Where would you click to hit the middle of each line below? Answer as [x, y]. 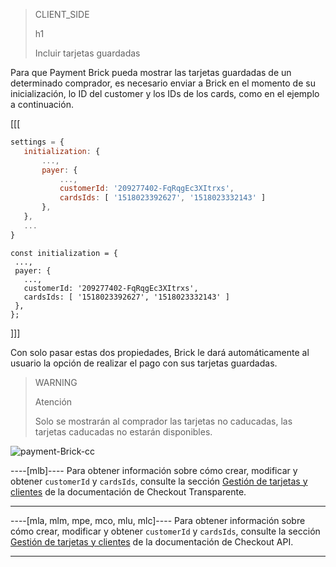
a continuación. [42, 104]
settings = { [37, 142]
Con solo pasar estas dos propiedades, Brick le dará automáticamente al [160, 352]
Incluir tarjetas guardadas [87, 53]
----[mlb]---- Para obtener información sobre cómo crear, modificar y [154, 470]
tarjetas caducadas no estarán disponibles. [123, 431]
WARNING [56, 382]
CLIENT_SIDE [62, 14]
